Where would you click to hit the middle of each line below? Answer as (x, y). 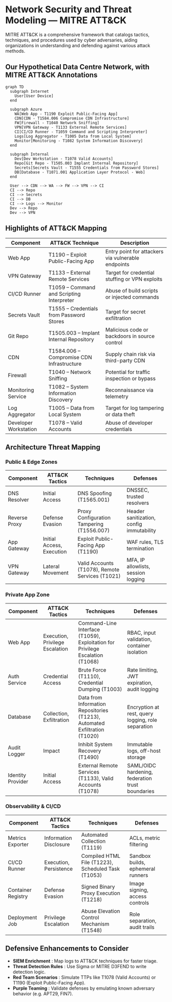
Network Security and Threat (69, 9)
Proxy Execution (101, 893)
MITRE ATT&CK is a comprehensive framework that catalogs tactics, (78, 34)
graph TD (15, 87)
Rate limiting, (143, 670)
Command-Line (97, 623)
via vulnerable (122, 258)
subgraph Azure (26, 109)
